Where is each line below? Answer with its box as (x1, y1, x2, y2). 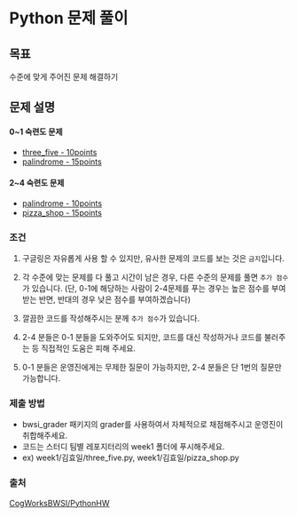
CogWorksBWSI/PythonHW (9, 497, 110, 508)
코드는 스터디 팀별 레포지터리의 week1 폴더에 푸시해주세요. (21, 441, 225, 452)
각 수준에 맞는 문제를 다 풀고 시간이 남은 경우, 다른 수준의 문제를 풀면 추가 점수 (21, 272, 289, 282)
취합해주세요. (21, 430, 68, 441)
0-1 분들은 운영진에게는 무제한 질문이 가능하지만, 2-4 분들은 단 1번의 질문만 (21, 362, 282, 373)
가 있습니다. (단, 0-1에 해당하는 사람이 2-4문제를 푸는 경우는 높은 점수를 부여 (21, 283, 286, 294)
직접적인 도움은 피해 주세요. (41, 343, 136, 354)
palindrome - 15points (21, 156, 102, 167)
